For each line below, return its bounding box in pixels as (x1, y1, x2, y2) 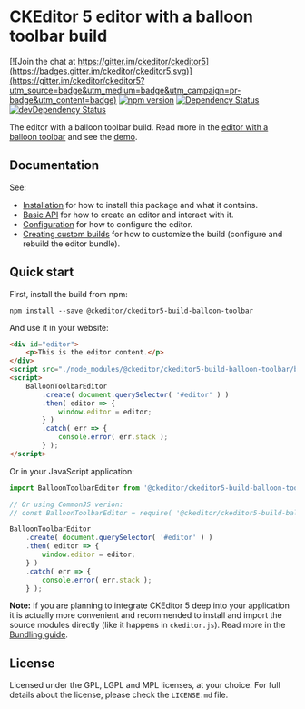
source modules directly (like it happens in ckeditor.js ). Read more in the (9, 620, 286, 631)
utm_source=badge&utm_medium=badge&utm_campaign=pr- (9, 85, 241, 95)
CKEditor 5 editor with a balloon (9, 6, 254, 27)
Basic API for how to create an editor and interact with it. (22, 209, 234, 220)
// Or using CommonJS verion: (9, 500, 124, 509)
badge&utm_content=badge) (9, 94, 117, 105)
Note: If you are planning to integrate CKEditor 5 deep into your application (9, 600, 290, 611)
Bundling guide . (9, 629, 68, 640)
